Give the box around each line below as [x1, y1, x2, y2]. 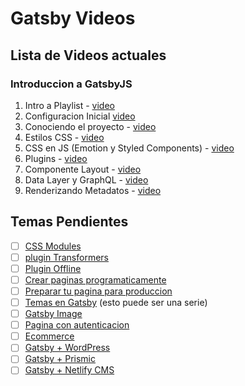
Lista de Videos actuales [10, 47, 167, 64]
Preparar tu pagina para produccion [24, 285, 173, 297]
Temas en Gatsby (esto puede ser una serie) [24, 297, 208, 308]
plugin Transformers [24, 251, 109, 263]
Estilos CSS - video [24, 131, 105, 143]
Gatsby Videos [10, 7, 136, 30]
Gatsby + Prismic [24, 353, 97, 365]
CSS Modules [24, 240, 82, 252]
